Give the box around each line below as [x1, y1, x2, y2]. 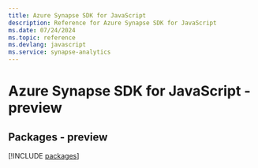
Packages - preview [8, 130, 108, 144]
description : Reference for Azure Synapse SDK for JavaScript [8, 19, 217, 27]
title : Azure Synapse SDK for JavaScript [8, 11, 147, 20]
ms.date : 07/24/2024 [8, 26, 77, 34]
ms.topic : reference [8, 33, 77, 42]
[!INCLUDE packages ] [8, 151, 80, 160]
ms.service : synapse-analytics [8, 48, 111, 56]
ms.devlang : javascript [8, 41, 87, 49]
